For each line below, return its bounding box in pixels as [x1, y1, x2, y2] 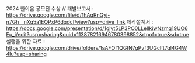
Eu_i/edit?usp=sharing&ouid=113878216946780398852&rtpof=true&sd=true [6, 31, 190, 38]
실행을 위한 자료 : [6, 38, 46, 45]
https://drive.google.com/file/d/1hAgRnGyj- [6, 12, 110, 18]
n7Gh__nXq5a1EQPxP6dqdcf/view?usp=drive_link [6, 18, 126, 25]
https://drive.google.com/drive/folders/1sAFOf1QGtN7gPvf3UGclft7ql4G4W [6, 45, 187, 51]
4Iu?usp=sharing [6, 51, 47, 57]
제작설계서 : [126, 18, 154, 25]
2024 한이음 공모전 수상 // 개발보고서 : [6, 5, 94, 12]
